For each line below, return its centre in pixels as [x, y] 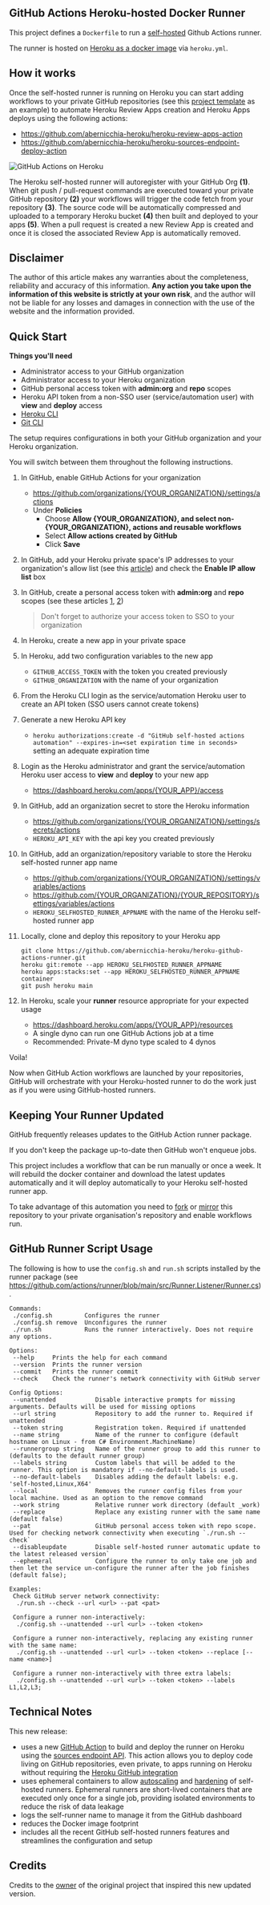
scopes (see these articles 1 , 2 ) [72, 601]
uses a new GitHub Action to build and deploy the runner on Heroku [133, 1746]
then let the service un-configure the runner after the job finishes [129, 1568]
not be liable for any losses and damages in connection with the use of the [132, 303]
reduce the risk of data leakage [72, 1806]
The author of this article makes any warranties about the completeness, [129, 277]
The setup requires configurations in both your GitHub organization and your [135, 438]
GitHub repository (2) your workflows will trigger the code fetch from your [131, 199]
